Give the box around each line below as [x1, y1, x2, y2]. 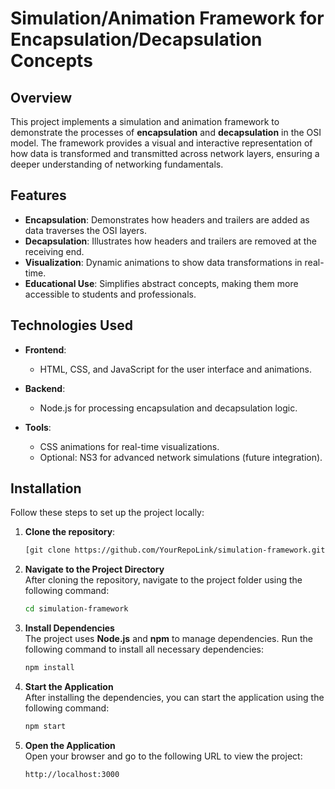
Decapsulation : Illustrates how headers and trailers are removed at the [24, 235, 317, 247]
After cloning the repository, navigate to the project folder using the [24, 574, 303, 586]
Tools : [24, 421, 52, 433]
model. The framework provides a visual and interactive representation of [10, 137, 313, 149]
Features [10, 187, 67, 204]
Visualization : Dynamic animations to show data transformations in [24, 256, 303, 268]
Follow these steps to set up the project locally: [10, 507, 205, 519]
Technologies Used [10, 317, 133, 334]
